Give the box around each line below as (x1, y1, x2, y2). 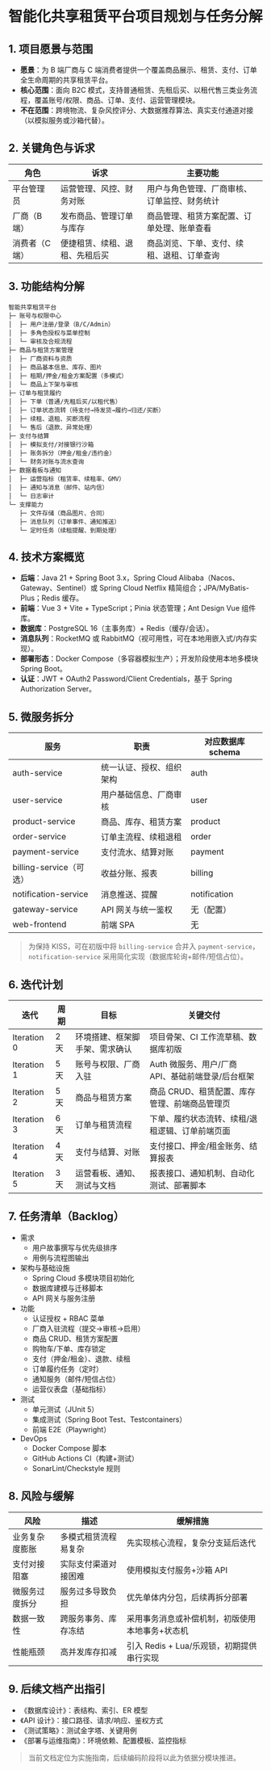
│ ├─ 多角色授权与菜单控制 (8, 329, 90, 337)
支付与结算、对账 (75, 1146, 140, 1158)
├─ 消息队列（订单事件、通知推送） (19, 518, 121, 526)
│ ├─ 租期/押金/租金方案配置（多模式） (8, 372, 127, 380)
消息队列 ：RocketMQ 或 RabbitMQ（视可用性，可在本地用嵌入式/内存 (19, 633, 250, 643)
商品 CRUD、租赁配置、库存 (149, 1086, 256, 1097)
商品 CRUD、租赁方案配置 (31, 1334, 119, 1343)
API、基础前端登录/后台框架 (149, 1071, 255, 1083)
